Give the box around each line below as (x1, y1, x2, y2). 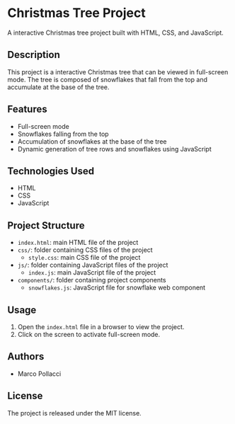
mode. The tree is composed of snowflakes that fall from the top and (7, 75, 207, 84)
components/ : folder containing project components (17, 276, 166, 285)
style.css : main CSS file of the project (28, 253, 141, 262)
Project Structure (7, 219, 85, 231)
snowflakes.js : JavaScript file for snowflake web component (28, 283, 206, 292)
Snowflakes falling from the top (17, 130, 109, 138)
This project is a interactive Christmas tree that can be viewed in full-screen (7, 67, 229, 76)
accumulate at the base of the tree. (7, 83, 110, 91)
